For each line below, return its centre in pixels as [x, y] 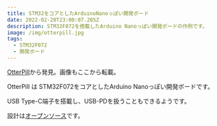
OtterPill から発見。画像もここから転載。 [63, 72]
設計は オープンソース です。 [46, 115]
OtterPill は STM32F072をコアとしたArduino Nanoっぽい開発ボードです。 [111, 86]
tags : [15, 39]
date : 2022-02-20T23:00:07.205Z [53, 20]
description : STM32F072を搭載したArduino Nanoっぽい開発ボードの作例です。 [107, 26]
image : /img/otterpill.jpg [46, 33]
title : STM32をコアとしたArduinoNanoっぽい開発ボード [78, 13]
